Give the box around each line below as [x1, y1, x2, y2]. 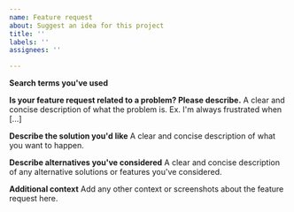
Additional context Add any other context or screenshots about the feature [9, 184, 284, 194]
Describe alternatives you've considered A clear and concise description [9, 157, 281, 168]
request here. [9, 193, 58, 204]
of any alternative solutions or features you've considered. [9, 167, 223, 178]
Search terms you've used [9, 78, 109, 88]
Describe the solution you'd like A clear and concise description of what [9, 131, 276, 141]
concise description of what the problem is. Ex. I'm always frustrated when [9, 104, 282, 115]
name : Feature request [9, 12, 93, 22]
